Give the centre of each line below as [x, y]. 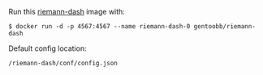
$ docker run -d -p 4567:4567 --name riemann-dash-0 [99, 27]
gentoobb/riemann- [224, 27]
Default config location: [47, 48]
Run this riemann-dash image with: [67, 12]
